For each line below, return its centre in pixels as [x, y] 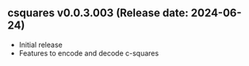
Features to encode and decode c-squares [89, 53]
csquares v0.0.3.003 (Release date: [98, 13]
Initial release [40, 45]
